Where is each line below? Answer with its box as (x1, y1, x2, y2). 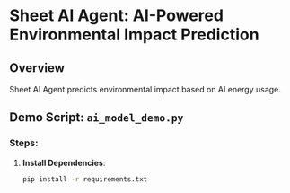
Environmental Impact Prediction (9, 24, 259, 45)
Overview (9, 60, 66, 75)
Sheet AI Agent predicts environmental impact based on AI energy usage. (9, 84, 281, 94)
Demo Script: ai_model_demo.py (9, 110, 184, 126)
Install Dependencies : (22, 157, 106, 168)
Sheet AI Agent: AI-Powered (9, 5, 224, 26)
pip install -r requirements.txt (22, 174, 148, 184)
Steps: (9, 136, 39, 149)
